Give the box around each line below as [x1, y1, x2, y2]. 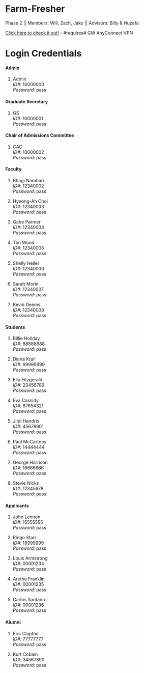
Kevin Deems [12, 301, 41, 307]
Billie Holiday [12, 335, 40, 342]
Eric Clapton [12, 630, 39, 636]
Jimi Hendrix [12, 418, 40, 424]
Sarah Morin [12, 281, 39, 287]
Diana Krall [12, 356, 36, 362]
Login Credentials [5, 48, 82, 59]
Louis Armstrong [12, 555, 48, 562]
